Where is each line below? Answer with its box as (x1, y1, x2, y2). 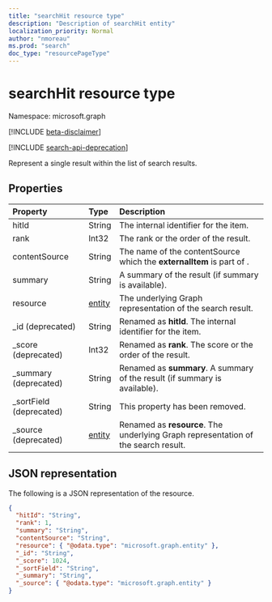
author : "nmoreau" (8, 34, 70, 43)
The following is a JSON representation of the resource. (8, 488, 194, 498)
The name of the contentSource (119, 245, 240, 257)
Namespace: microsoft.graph (8, 111, 106, 121)
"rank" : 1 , (15, 519, 53, 527)
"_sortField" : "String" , (15, 564, 100, 572)
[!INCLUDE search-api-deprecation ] (8, 143, 129, 152)
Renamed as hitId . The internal (119, 315, 236, 327)
